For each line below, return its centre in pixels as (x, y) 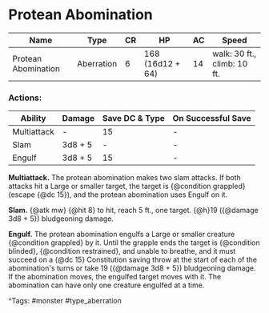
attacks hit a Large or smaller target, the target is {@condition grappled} (127, 187)
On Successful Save (212, 118)
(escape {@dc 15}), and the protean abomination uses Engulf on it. (118, 195)
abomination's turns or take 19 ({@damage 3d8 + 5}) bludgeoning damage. (132, 268)
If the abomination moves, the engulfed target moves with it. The (115, 277)
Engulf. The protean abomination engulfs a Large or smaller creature (122, 235)
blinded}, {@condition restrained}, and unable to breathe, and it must (122, 251)
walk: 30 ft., (234, 54)
